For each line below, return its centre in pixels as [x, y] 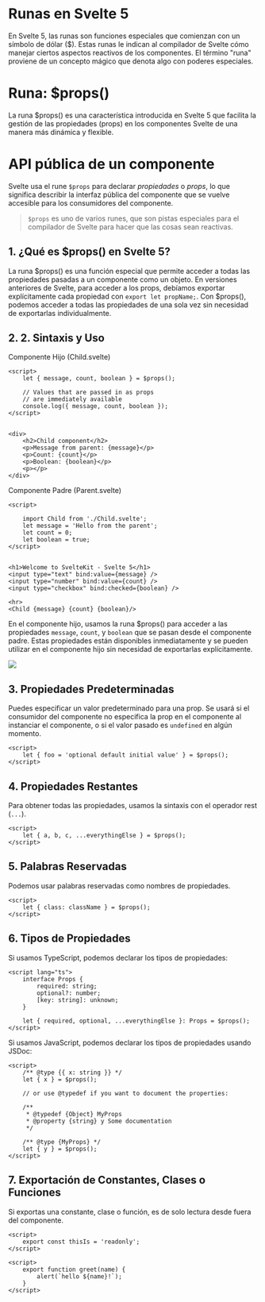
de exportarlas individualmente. [60, 313]
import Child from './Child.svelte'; [85, 519]
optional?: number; [69, 993]
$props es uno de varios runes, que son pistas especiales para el [133, 218]
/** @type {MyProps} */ [62, 1142]
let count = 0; [48, 533]
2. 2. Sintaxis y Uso [56, 338]
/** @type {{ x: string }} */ [73, 1073]
